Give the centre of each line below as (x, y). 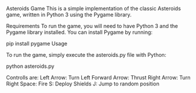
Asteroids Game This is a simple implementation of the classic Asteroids (94, 8)
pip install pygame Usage (37, 44)
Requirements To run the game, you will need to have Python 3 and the (92, 26)
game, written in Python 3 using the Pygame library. (69, 15)
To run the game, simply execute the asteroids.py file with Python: (86, 55)
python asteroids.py (30, 66)
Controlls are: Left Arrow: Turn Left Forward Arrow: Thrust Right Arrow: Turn (98, 77)
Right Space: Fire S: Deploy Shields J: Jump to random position (83, 84)
